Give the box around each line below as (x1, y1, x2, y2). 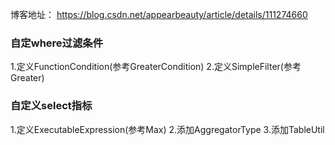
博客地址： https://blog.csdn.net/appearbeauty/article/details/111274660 (10, 9, 308, 20)
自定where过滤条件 (10, 36, 104, 50)
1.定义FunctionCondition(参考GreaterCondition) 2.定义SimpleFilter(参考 (10, 61, 302, 73)
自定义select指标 (10, 99, 93, 113)
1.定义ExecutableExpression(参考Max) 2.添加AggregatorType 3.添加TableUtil (10, 123, 325, 135)
